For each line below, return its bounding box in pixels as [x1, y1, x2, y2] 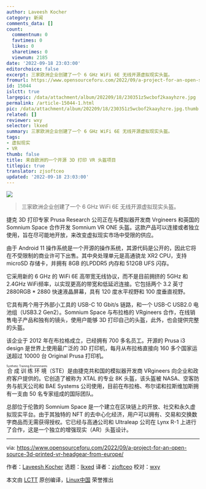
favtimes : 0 [12, 37, 43, 43]
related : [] [6, 111, 37, 118]
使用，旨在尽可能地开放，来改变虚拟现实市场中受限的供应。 [6, 231, 157, 239]
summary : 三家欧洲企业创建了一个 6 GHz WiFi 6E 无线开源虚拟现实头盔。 [6, 129, 173, 135]
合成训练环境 [6, 367, 48, 374]
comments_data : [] [6, 20, 53, 26]
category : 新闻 [6, 15, 44, 21]
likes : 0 [12, 43, 34, 50]
